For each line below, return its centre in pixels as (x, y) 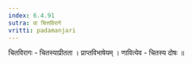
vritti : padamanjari (42, 30)
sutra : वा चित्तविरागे (35, 23)
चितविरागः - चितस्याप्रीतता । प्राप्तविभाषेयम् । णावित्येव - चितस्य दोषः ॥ (96, 53)
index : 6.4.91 (32, 15)
